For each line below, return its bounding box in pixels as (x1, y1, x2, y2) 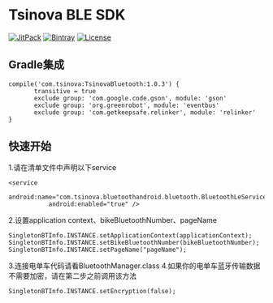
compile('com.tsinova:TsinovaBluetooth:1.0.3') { (8, 79, 180, 88)
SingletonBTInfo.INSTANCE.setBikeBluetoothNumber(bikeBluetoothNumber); (8, 238, 260, 246)
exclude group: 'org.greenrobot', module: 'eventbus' (33, 101, 220, 109)
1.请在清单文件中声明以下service (8, 162, 117, 172)
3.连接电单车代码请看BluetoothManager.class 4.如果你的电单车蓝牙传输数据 (8, 261, 261, 271)
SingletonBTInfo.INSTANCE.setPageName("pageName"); (8, 245, 187, 254)
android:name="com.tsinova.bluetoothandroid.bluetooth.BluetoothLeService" (8, 193, 271, 201)
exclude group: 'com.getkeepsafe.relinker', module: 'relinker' (33, 108, 256, 117)
